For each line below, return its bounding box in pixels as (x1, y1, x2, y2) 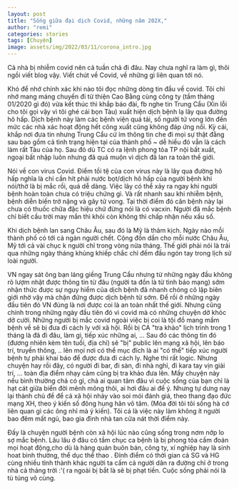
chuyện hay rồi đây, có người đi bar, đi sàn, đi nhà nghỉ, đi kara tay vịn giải (7, 361, 225, 370)
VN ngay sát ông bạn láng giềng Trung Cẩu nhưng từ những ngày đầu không (7, 271, 233, 278)
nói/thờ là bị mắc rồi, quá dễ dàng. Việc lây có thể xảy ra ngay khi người (7, 182, 218, 190)
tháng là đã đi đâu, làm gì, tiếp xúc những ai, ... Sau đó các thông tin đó (7, 331, 217, 339)
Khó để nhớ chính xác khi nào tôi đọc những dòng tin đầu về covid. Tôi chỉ (7, 85, 225, 93)
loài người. (7, 256, 38, 265)
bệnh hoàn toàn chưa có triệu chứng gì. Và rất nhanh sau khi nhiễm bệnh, (7, 190, 223, 198)
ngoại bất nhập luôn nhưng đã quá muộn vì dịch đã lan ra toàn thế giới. (7, 153, 215, 161)
